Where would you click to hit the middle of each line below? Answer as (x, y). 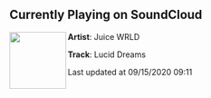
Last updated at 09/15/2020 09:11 (130, 72)
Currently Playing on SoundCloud (106, 15)
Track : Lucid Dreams (107, 54)
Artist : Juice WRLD (104, 36)
